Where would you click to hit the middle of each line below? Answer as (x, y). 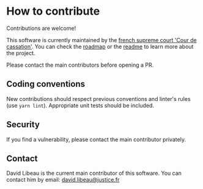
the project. (21, 53)
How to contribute (53, 11)
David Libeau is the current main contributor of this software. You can (94, 173)
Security (23, 124)
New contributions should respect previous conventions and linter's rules (98, 98)
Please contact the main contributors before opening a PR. (80, 65)
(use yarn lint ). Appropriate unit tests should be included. (80, 105)
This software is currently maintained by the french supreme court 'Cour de (102, 40)
